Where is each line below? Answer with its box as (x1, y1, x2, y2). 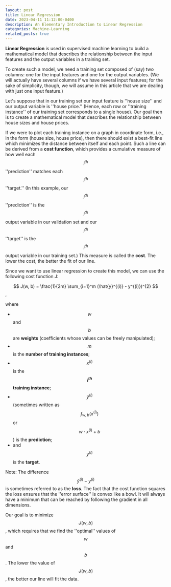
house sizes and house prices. (5, 120, 70, 125)
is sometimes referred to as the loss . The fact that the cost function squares (5, 486, 166, 492)
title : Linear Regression (5, 12, 60, 17)
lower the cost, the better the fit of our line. (5, 258, 96, 264)
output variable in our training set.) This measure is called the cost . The (5, 252, 156, 259)
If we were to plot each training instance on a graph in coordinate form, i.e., (5, 130, 164, 136)
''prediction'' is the (5, 202, 45, 208)
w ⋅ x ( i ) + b (79, 428, 101, 435)
